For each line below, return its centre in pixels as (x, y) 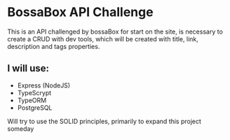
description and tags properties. (54, 46)
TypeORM (32, 100)
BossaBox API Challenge (80, 12)
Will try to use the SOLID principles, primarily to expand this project (104, 121)
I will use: (28, 68)
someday (21, 128)
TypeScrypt (34, 92)
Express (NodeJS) (44, 85)
